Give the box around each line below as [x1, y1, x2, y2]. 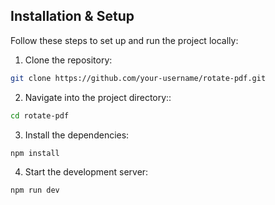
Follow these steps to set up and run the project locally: [10, 34, 239, 46]
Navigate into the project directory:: [24, 91, 172, 103]
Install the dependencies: [24, 129, 130, 141]
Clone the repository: [24, 54, 113, 66]
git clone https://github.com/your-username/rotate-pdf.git [10, 73, 267, 83]
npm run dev [10, 185, 60, 196]
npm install [10, 148, 60, 158]
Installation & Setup [10, 8, 135, 25]
